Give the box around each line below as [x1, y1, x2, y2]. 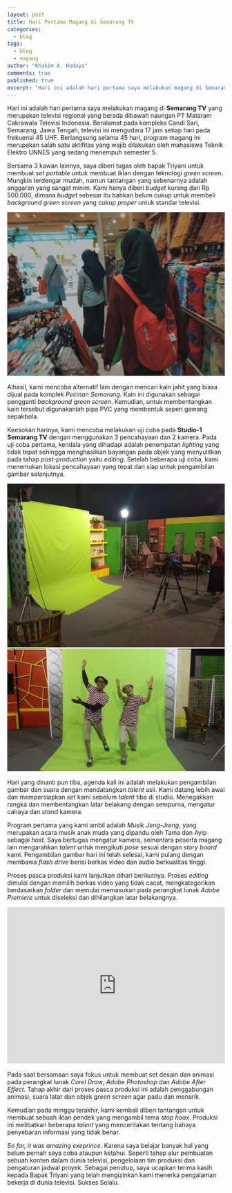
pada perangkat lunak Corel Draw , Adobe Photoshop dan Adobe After [7, 1078, 206, 1086]
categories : [7, 26, 41, 33]
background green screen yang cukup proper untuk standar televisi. [7, 198, 202, 207]
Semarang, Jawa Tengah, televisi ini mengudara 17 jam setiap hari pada [7, 126, 211, 134]
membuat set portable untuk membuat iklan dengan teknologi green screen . [7, 169, 224, 177]
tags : [7, 40, 23, 48]
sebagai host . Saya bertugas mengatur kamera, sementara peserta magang [7, 836, 222, 845]
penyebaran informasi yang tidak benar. [7, 1128, 121, 1136]
